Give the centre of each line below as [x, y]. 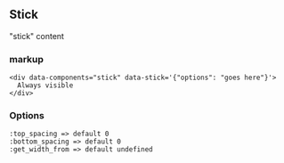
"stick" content [37, 36]
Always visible [45, 86]
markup [27, 59]
